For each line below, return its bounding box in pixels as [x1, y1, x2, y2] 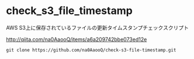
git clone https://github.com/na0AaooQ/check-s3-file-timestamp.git [6, 47, 176, 53]
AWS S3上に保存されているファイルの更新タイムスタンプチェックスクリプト [6, 24, 189, 31]
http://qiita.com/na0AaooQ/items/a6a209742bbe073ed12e [6, 36, 147, 43]
